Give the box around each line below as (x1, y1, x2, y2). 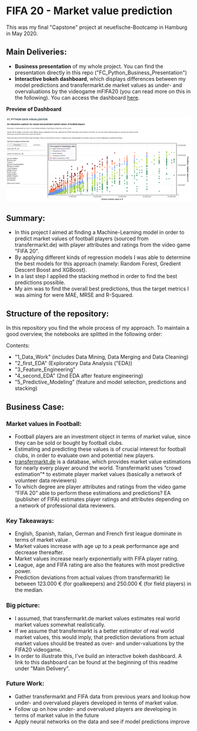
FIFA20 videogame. (14, 646, 62, 653)
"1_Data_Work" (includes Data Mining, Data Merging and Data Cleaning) (14, 353, 189, 360)
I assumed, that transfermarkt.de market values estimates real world (14, 615, 181, 622)
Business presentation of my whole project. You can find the (14, 63, 163, 70)
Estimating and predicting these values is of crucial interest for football (14, 445, 186, 453)
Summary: (6, 214, 45, 223)
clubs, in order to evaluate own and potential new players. (14, 451, 155, 458)
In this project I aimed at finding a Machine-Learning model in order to (14, 229, 185, 236)
